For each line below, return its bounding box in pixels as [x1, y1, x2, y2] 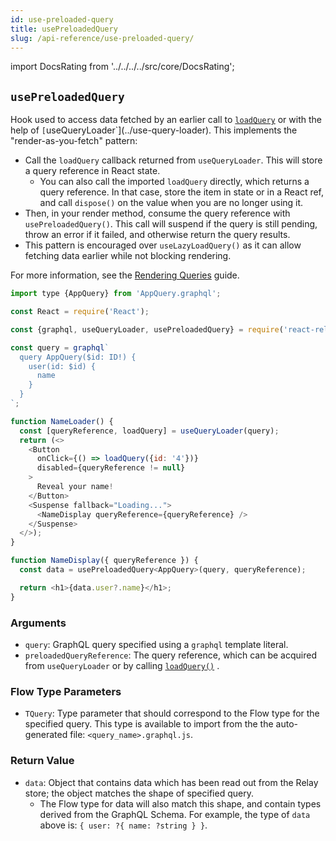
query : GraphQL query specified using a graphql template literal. [24, 638, 289, 650]
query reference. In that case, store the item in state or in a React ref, [39, 186, 325, 198]
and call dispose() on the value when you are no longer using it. [39, 197, 304, 209]
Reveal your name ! [36, 482, 114, 492]
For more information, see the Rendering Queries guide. [10, 269, 240, 281]
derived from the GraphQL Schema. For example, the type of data [39, 808, 311, 820]
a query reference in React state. [24, 165, 161, 177]
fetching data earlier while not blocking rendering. [24, 250, 232, 262]
